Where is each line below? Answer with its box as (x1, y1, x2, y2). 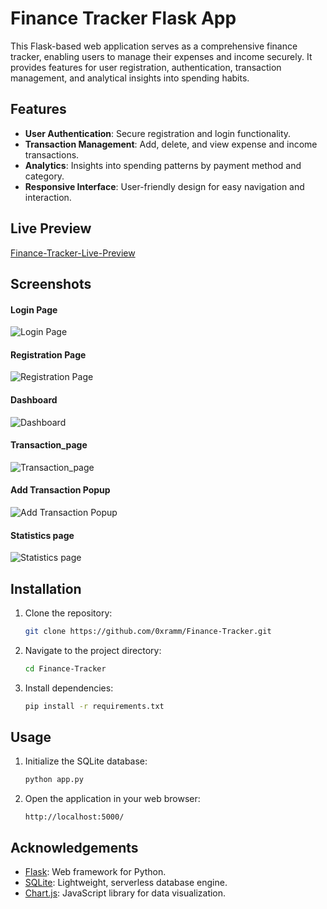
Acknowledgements (10, 839, 139, 856)
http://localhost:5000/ (24, 812, 125, 822)
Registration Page (10, 348, 87, 361)
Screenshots (10, 275, 92, 292)
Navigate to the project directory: (24, 644, 162, 656)
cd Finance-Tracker (24, 663, 107, 674)
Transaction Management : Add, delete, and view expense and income (24, 138, 318, 150)
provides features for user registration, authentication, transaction (10, 61, 282, 73)
